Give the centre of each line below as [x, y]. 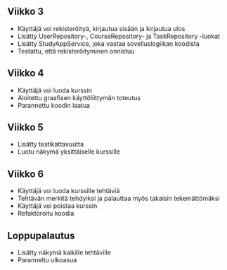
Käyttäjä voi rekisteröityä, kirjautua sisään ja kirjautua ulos [101, 28]
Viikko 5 [25, 127]
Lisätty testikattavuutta [51, 145]
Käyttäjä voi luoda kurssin [55, 90]
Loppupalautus [41, 235]
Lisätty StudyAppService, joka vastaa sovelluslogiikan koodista [109, 43]
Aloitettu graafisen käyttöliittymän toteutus [79, 97]
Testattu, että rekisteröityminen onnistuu [76, 51]
